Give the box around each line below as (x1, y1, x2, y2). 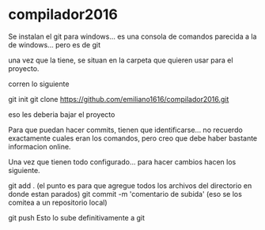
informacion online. (8, 141, 71, 151)
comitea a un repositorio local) (8, 198, 108, 207)
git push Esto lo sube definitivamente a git (8, 213, 145, 222)
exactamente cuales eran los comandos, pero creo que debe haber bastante (8, 133, 258, 143)
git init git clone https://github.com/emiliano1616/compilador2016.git (8, 94, 229, 104)
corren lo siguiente (8, 79, 70, 89)
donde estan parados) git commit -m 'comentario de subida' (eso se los (8, 189, 243, 198)
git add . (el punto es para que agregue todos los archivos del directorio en (8, 180, 252, 190)
